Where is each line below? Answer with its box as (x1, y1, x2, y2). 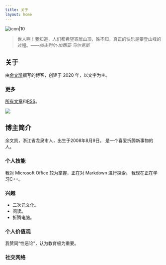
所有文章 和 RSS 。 (5, 98, 40, 104)
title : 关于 (5, 7, 28, 12)
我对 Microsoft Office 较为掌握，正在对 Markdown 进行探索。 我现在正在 (5, 170, 154, 176)
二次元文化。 (12, 202, 39, 208)
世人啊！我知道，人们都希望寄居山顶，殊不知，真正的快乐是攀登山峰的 (17, 36, 162, 42)
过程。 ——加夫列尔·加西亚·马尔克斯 (17, 42, 90, 48)
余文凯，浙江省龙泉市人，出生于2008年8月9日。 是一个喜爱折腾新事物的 (5, 137, 154, 143)
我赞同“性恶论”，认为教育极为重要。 (5, 240, 79, 247)
